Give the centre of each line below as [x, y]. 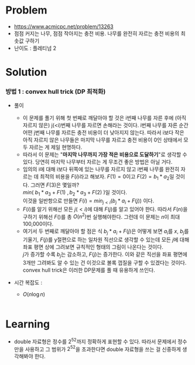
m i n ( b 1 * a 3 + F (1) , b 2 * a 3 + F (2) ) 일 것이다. [75, 193]
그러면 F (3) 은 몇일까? [55, 185]
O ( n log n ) [34, 295]
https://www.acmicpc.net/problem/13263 [64, 26]
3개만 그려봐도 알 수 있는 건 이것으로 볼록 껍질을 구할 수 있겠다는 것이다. [105, 263]
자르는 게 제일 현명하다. [56, 147]
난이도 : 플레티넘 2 [35, 48]
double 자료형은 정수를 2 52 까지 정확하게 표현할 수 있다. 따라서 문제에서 [95, 341]
